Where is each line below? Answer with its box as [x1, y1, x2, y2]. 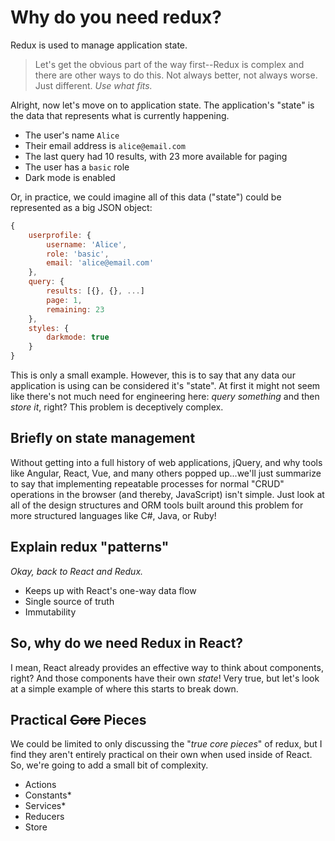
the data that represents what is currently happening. [10, 109, 230, 121]
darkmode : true [46, 332, 110, 343]
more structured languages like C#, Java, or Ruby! [10, 509, 217, 521]
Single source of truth [24, 595, 115, 607]
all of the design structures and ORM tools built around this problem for [10, 499, 304, 511]
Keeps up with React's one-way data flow [24, 584, 197, 596]
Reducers [24, 811, 65, 823]
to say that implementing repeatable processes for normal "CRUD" [10, 477, 285, 490]
